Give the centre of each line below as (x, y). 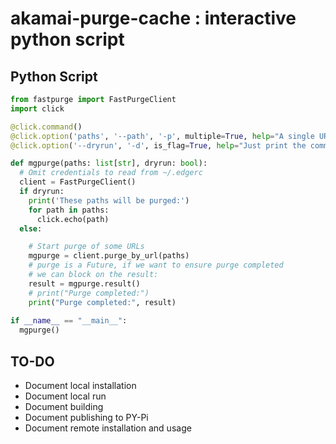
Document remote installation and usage (108, 428)
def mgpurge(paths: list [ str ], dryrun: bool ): (109, 163)
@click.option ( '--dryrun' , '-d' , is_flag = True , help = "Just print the (158, 145)
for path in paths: (69, 210)
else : (31, 228)
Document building (64, 406)
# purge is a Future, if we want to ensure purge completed (156, 265)
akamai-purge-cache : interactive (153, 18)
